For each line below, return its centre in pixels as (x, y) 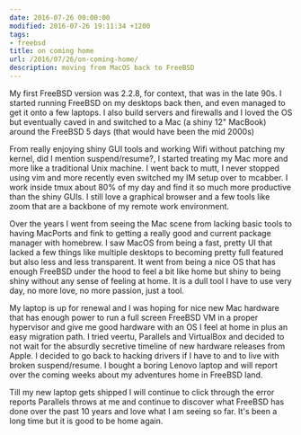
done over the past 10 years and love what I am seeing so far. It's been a (143, 411)
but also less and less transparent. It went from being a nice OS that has (142, 262)
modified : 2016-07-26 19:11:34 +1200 (80, 26)
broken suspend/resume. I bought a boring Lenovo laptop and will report (144, 365)
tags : (19, 34)
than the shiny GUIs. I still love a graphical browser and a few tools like (140, 196)
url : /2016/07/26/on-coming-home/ (74, 59)
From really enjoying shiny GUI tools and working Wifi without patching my (147, 148)
